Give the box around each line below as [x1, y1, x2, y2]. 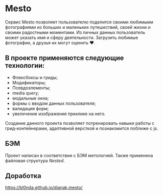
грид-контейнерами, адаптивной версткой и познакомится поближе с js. [5, 125, 158, 131]
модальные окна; [12, 95, 49, 101]
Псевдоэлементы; [12, 85, 50, 91]
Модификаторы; [12, 79, 46, 85]
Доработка [5, 172, 42, 180]
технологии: [5, 61, 45, 70]
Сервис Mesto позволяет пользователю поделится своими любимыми [5, 19, 153, 25]
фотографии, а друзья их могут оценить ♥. [5, 39, 95, 45]
